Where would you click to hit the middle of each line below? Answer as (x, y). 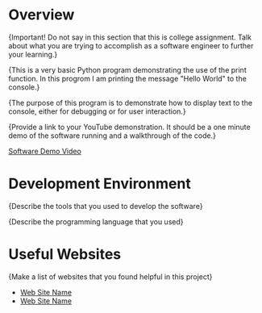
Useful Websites (65, 255)
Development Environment (100, 184)
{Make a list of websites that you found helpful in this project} (110, 277)
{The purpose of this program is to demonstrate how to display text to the (130, 102)
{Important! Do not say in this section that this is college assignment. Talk (130, 37)
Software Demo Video (45, 151)
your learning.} (33, 54)
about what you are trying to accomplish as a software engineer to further (131, 45)
